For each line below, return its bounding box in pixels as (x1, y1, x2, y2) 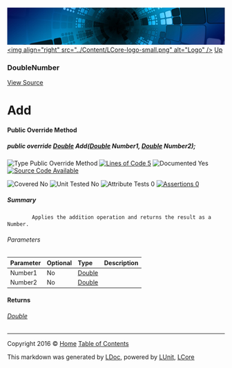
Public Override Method (7, 126, 77, 134)
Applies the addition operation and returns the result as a (32, 213, 212, 221)
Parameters (7, 235, 41, 244)
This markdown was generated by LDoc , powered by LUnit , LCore (7, 353, 195, 361)
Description (104, 258, 139, 267)
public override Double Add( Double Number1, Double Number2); (7, 142, 196, 150)
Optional (46, 258, 72, 267)
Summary (7, 195, 37, 204)
